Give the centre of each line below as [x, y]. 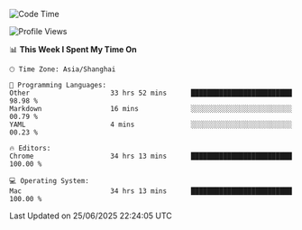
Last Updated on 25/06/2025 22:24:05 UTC [91, 216]
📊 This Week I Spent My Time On [73, 49]
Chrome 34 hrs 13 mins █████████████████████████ [151, 156]
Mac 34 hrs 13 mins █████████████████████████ [151, 191]
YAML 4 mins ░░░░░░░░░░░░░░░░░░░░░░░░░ [151, 124]
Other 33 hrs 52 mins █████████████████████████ [151, 93]
